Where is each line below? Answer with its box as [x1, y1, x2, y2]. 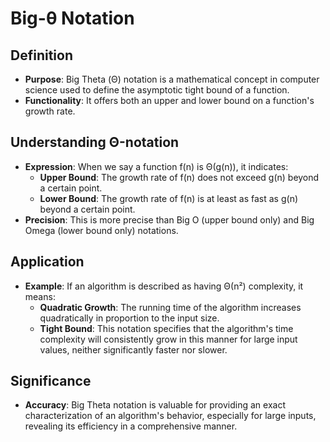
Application [10, 253, 85, 271]
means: [24, 290, 56, 302]
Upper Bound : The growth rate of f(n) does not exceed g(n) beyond [39, 171, 320, 183]
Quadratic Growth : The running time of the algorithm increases [39, 301, 302, 313]
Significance [10, 373, 92, 390]
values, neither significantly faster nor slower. [39, 343, 228, 356]
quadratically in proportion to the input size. [39, 312, 220, 324]
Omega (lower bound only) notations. [24, 224, 179, 236]
